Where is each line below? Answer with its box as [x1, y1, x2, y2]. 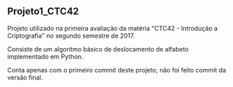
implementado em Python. [7, 52, 84, 61]
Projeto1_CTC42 [7, 6, 79, 17]
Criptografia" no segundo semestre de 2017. [7, 31, 135, 40]
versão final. [7, 73, 44, 81]
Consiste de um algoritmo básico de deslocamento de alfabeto [7, 45, 189, 53]
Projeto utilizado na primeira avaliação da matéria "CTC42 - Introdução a [7, 24, 218, 32]
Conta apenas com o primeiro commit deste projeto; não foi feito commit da [7, 65, 227, 74]
